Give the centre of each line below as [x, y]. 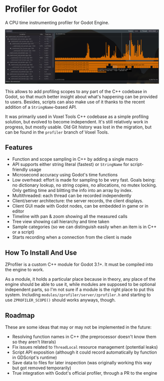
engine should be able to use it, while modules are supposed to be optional [81, 285]
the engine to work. [25, 270]
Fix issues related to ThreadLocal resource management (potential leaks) [85, 347]
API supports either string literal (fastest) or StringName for [71, 165]
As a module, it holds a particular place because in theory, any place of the [80, 279]
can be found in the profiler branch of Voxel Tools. [57, 132]
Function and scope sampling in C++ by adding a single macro [75, 159]
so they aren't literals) [34, 342]
